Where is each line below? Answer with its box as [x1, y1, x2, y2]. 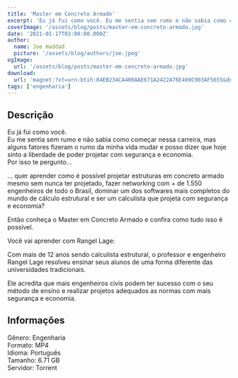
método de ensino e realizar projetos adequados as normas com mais [7, 287, 211, 295]
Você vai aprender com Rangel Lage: [7, 236, 115, 245]
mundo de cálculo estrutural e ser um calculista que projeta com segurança [7, 194, 228, 202]
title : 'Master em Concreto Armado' [7, 10, 115, 18]
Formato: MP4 [7, 340, 50, 349]
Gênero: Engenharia [7, 333, 66, 342]
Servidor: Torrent [7, 363, 57, 372]
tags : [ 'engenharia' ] [7, 83, 72, 90]
